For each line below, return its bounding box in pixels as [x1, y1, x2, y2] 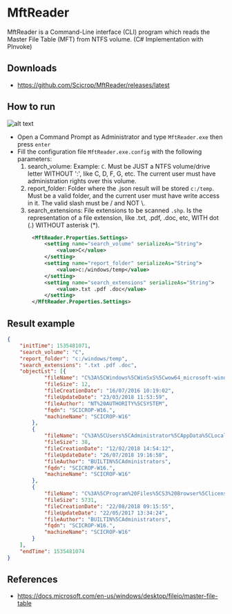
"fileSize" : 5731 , [43, 496, 97, 503]
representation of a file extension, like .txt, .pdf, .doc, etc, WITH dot [27, 213, 219, 222]
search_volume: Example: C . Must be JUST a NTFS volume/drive [27, 162, 211, 170]
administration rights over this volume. [27, 176, 137, 185]
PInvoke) [7, 42, 32, 50]
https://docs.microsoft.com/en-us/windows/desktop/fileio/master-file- [17, 592, 218, 600]
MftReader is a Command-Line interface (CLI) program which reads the [7, 28, 211, 36]
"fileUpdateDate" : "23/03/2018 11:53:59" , [43, 393, 168, 400]
